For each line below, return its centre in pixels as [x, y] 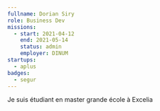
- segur [25, 80]
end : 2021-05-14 [44, 40]
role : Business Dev [36, 21]
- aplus [25, 66]
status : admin [41, 47]
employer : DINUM [44, 54]
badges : [19, 73]
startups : [22, 60]
